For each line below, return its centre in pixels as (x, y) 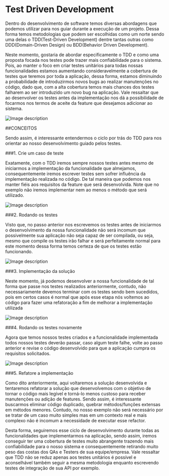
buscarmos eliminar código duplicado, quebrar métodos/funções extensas (83, 404)
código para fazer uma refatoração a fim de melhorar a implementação (79, 302)
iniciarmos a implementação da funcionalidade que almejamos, (71, 168)
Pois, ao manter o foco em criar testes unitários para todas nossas (74, 65)
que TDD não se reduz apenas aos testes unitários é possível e (71, 457)
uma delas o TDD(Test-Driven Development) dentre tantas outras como (79, 39)
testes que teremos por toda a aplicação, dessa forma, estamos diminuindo (84, 76)
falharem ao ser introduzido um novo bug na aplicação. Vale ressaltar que (82, 92)
